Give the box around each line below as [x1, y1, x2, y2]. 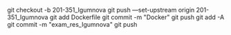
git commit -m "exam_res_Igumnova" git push [7, 21, 138, 28]
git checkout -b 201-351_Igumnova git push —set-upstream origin [7, 6, 195, 14]
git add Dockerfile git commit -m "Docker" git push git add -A [49, 13, 225, 21]
